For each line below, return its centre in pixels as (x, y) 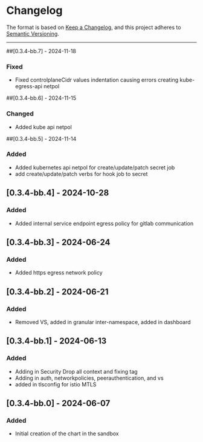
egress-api (28, 86)
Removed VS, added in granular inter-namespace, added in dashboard (103, 322)
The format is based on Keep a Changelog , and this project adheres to (94, 27)
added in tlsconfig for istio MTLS (56, 384)
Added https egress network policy (59, 273)
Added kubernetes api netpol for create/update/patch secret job (95, 167)
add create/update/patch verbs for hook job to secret (81, 174)
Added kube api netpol (43, 127)
